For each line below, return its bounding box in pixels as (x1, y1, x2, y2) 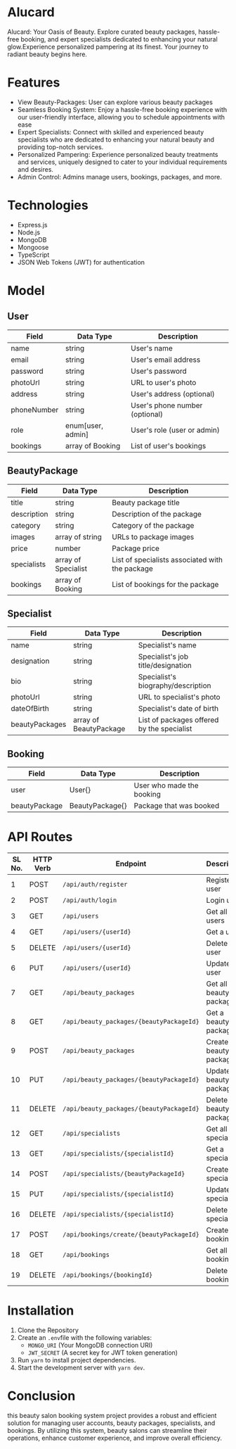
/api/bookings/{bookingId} (63, 1271, 153, 1279)
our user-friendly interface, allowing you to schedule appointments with (17, 113, 225, 121)
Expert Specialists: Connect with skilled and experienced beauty (17, 127, 204, 136)
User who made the (133, 780, 199, 790)
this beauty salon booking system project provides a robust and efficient (7, 1412, 217, 1420)
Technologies (7, 198, 89, 213)
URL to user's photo (131, 377, 197, 387)
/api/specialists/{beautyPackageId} (63, 1170, 185, 1178)
